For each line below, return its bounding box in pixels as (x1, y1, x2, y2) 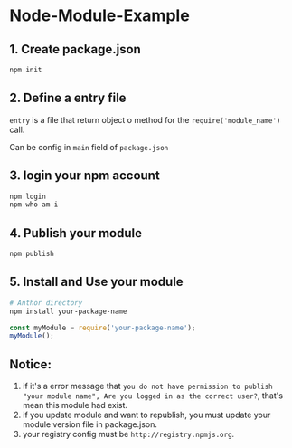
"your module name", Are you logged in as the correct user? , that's (22, 390, 283, 401)
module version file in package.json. (22, 419, 158, 430)
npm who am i (9, 200, 59, 209)
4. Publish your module (9, 225, 143, 241)
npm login (9, 192, 47, 201)
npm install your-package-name (9, 307, 127, 316)
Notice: (9, 357, 52, 372)
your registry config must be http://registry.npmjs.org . (22, 429, 235, 440)
